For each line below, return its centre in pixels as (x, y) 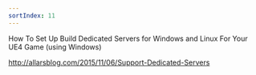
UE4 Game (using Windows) (55, 47)
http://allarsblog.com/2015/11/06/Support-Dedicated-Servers (109, 62)
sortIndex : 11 (32, 16)
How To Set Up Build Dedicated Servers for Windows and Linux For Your (128, 38)
